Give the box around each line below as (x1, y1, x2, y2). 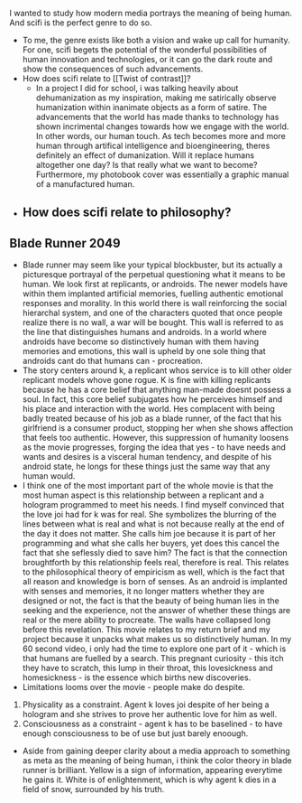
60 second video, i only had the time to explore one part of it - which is (22, 643, 287, 654)
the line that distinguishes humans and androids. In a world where (22, 327, 268, 338)
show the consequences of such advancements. (22, 63, 204, 74)
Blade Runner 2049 (9, 235, 121, 251)
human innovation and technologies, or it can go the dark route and (22, 54, 273, 64)
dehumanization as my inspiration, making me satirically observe (35, 92, 277, 103)
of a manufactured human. (35, 179, 135, 189)
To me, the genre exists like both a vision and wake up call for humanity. (22, 35, 290, 45)
